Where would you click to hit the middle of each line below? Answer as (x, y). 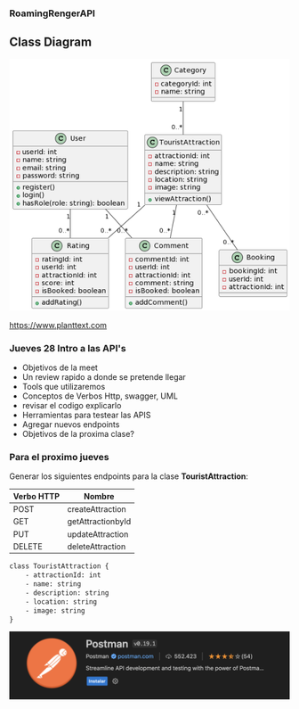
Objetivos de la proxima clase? (78, 433)
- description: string (67, 593)
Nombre (99, 496)
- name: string (53, 584)
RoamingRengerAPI (53, 13)
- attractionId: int (63, 575)
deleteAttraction (97, 546)
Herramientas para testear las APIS (86, 415)
